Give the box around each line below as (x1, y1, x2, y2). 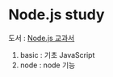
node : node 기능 (19, 60, 76, 70)
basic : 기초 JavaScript (19, 50, 95, 59)
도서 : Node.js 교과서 (8, 33, 75, 43)
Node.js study (8, 6, 105, 24)
